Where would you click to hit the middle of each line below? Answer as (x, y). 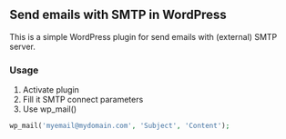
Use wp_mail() (50, 109)
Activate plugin (51, 90)
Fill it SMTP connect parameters (83, 100)
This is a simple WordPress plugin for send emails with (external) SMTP (143, 36)
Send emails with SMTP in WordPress (118, 15)
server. (23, 46)
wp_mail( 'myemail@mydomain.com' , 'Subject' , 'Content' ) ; (120, 126)
